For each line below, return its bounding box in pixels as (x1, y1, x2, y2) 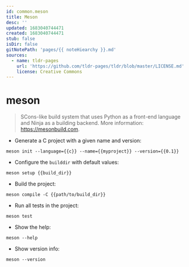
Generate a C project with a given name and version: (14, 137, 142, 144)
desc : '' (6, 19, 28, 25)
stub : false (6, 36, 35, 42)
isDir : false (6, 42, 38, 48)
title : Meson (6, 14, 38, 20)
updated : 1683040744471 (6, 25, 64, 31)
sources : (6, 52, 28, 58)
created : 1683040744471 (6, 31, 64, 36)
